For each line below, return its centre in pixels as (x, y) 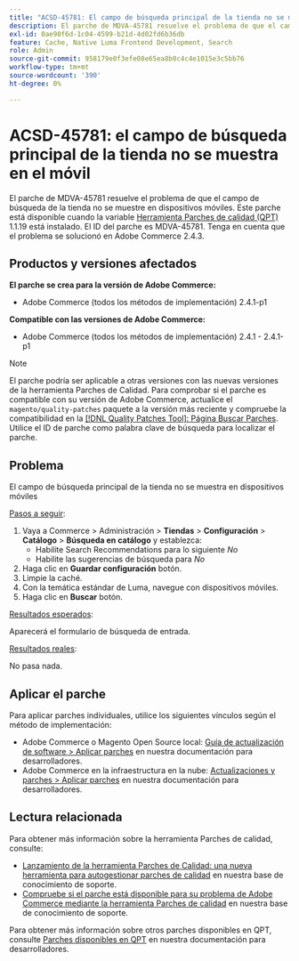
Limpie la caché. (52, 578)
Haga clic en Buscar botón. (72, 597)
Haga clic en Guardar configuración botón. (102, 569)
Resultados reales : (43, 649)
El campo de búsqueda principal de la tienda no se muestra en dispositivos (147, 487)
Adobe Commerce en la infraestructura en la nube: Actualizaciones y (149, 770)
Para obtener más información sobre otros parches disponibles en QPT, (141, 930)
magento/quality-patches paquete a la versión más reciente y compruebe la (148, 409)
